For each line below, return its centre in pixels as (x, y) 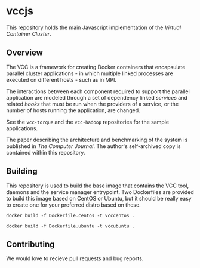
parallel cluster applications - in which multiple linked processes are (90, 73)
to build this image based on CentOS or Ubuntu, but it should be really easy (99, 198)
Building (22, 171)
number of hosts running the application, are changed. (73, 110)
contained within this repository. (46, 152)
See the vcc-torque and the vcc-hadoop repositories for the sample (87, 122)
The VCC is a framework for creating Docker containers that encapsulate (96, 67)
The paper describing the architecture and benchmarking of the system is (97, 140)
